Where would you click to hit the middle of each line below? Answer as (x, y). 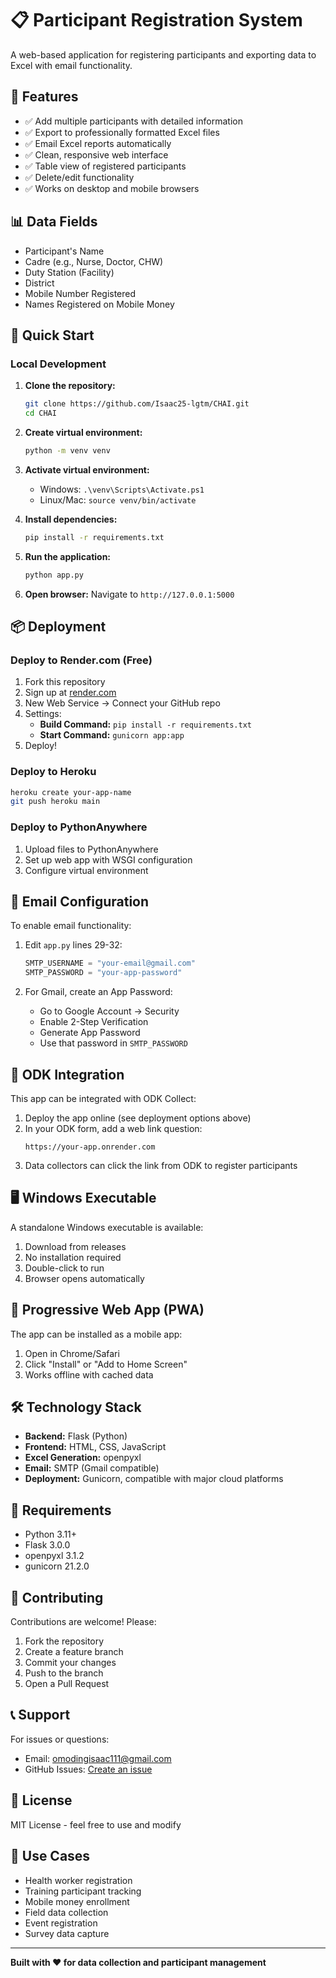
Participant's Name (64, 251)
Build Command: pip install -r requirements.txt (145, 724)
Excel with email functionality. (71, 65)
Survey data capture (67, 1933)
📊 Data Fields (54, 222)
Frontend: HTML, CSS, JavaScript (95, 1447)
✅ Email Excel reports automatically (98, 143)
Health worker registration (78, 1880)
